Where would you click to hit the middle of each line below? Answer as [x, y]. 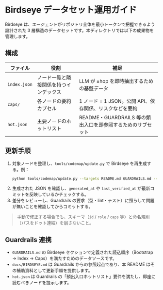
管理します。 [18, 36]
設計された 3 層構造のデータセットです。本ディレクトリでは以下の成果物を [80, 30]
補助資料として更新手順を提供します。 [54, 271]
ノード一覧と [52, 77]
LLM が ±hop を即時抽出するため [116, 81]
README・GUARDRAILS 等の [113, 117]
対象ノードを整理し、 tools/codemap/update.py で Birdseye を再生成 [79, 163]
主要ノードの [52, 121]
